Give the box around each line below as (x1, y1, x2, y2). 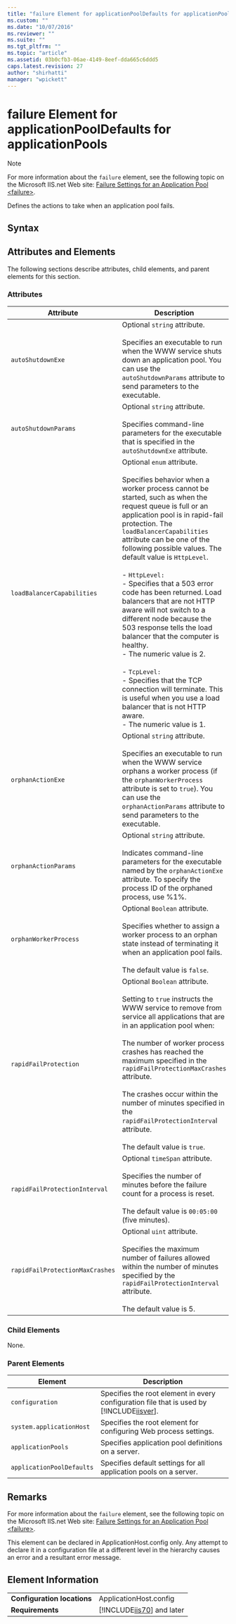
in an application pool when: (122, 1020, 215, 1030)
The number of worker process (122, 1038, 225, 1048)
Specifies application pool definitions (100, 1438, 223, 1448)
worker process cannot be (122, 483, 209, 493)
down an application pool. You (122, 355, 222, 365)
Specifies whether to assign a (122, 920, 220, 930)
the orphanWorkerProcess (122, 775, 204, 785)
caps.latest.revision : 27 (7, 63, 83, 70)
